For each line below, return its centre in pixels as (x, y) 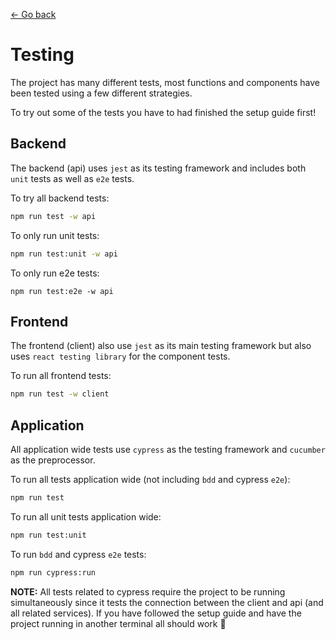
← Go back (33, 14)
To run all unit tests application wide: (86, 516)
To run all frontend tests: (61, 376)
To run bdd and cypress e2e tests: (78, 554)
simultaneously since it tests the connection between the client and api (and (167, 602)
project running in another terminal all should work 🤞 (118, 623)
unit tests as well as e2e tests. (72, 178)
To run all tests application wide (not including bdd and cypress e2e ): (150, 479)
